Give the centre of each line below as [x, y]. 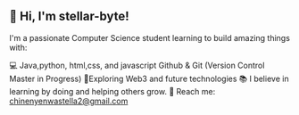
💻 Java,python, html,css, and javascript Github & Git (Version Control [137, 65]
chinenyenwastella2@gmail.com [69, 101]
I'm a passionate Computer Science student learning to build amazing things [149, 37]
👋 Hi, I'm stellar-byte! [69, 16]
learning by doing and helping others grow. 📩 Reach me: [112, 91]
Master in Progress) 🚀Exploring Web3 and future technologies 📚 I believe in [149, 78]
